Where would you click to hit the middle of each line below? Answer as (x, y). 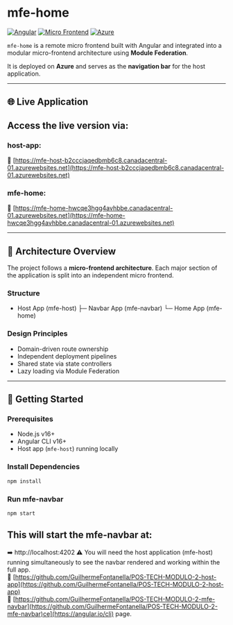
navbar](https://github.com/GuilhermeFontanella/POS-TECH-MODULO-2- (113, 606)
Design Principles (37, 334)
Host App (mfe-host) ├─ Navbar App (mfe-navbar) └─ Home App (111, 308)
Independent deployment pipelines (67, 356)
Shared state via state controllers (64, 363)
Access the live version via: (68, 125)
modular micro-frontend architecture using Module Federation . (98, 53)
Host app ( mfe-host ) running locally (68, 449)
